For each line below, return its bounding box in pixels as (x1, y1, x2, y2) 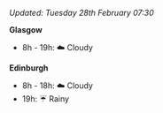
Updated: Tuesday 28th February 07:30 (9, 8, 155, 18)
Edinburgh (9, 63, 49, 73)
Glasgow (9, 25, 43, 34)
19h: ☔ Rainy (21, 94, 69, 104)
